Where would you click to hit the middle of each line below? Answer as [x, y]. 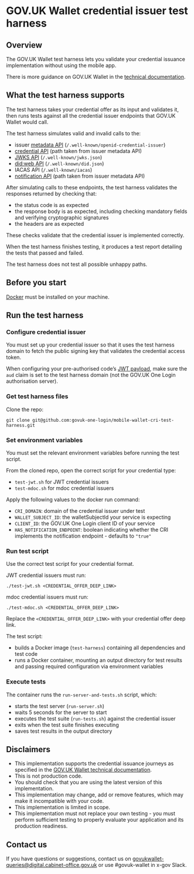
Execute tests [26, 682]
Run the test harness [45, 316]
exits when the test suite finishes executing [67, 725]
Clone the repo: [25, 409]
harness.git [21, 425]
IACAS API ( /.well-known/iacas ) [53, 169]
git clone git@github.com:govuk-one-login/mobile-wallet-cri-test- [90, 420]
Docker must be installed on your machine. [58, 297]
